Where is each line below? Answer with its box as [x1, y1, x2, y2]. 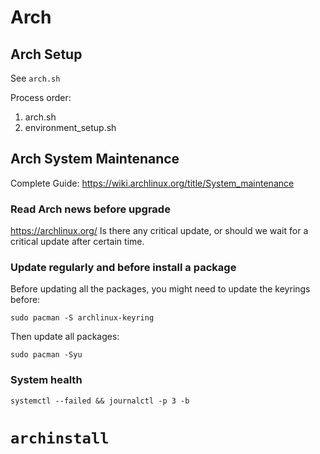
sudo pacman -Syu [10, 350, 83, 360]
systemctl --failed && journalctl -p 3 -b [10, 396, 190, 406]
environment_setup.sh [24, 122, 117, 133]
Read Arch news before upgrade [10, 202, 171, 216]
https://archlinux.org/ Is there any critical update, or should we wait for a [10, 225, 309, 237]
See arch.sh [10, 72, 61, 84]
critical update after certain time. [10, 236, 145, 248]
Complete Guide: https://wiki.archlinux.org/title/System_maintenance [10, 177, 295, 189]
